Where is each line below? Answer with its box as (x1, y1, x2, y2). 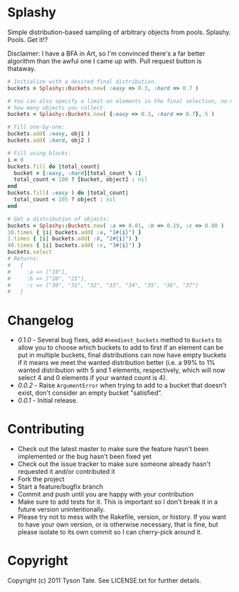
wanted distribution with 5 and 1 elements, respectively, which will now (17, 366, 225, 374)
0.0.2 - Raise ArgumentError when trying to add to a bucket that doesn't (17, 381, 227, 390)
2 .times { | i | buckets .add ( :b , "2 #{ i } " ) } (7, 236, 139, 243)
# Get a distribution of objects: (7, 215, 110, 223)
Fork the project (17, 475, 65, 484)
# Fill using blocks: (7, 149, 72, 157)
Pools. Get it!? (7, 35, 48, 43)
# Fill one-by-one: (7, 124, 65, 131)
